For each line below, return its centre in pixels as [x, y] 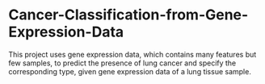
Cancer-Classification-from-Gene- [128, 15]
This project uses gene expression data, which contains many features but [132, 54]
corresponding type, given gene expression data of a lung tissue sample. [130, 71]
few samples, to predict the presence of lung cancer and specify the [122, 63]
